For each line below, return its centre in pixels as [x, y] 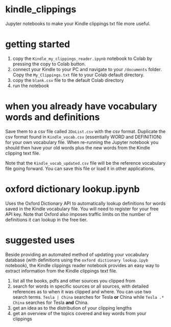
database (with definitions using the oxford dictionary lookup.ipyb [77, 260]
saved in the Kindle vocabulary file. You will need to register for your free [82, 209]
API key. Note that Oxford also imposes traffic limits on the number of [78, 214]
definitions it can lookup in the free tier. [46, 220]
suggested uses [40, 240]
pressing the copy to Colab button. [49, 64]
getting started [38, 44]
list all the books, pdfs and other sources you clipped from [74, 280]
